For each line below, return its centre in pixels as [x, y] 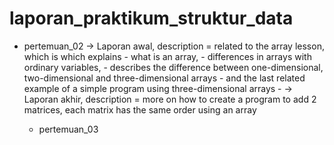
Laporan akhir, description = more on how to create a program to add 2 [170, 99]
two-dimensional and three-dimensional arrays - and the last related [164, 78]
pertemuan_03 [68, 129]
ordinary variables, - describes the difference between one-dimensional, [173, 67]
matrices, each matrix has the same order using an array [140, 109]
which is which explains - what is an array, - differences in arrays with [167, 56]
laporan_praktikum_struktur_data [151, 18]
